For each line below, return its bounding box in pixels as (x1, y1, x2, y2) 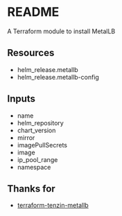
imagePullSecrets (17, 141, 68, 149)
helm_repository (17, 118, 64, 127)
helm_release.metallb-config (17, 73, 99, 81)
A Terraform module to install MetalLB (7, 27, 116, 35)
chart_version (17, 126, 56, 134)
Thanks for (7, 183, 55, 195)
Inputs (7, 93, 36, 105)
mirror (17, 133, 35, 142)
